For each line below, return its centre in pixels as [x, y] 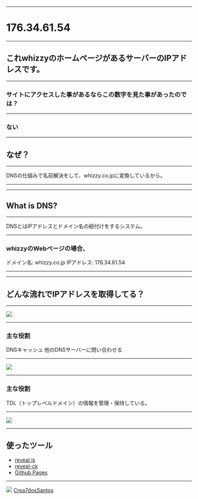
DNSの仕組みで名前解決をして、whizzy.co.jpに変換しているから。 [86, 176]
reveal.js [25, 460]
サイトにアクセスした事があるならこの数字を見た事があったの [93, 94]
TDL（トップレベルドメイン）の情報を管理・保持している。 [78, 403]
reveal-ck [26, 466]
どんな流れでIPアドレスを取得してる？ [75, 294]
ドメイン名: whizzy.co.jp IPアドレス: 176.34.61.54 [66, 263]
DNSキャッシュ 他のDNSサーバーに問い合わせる [64, 350]
